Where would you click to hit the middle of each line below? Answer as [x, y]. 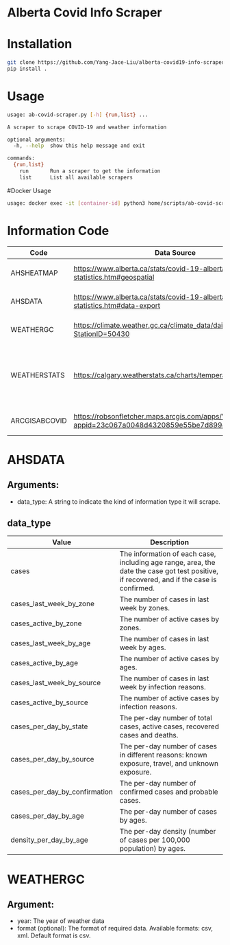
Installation [40, 44]
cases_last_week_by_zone [52, 604]
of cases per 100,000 [155, 840]
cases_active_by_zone [46, 623]
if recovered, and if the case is [168, 580]
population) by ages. [153, 849]
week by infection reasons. [163, 687]
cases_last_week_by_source [56, 683]
